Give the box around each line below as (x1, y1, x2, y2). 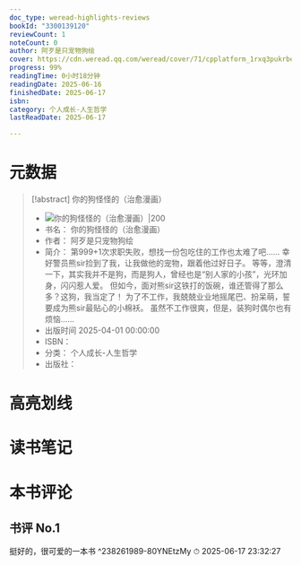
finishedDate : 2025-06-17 (9, 88, 106, 97)
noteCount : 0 (9, 38, 58, 48)
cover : (9, 55, 34, 64)
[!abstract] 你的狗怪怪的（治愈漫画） (30, 194, 168, 204)
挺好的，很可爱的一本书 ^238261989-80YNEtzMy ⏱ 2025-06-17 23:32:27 (9, 546, 281, 557)
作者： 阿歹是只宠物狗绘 (44, 235, 134, 247)
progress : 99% (9, 64, 63, 73)
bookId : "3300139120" (9, 22, 90, 30)
